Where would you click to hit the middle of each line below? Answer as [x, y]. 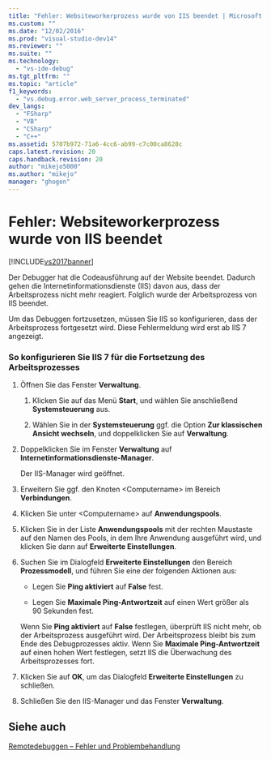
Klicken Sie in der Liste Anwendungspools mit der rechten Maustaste [136, 530]
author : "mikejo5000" [45, 167]
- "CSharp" [34, 129]
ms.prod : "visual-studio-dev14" [63, 39]
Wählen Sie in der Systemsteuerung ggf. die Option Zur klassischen [147, 425]
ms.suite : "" [30, 54]
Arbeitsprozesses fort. [57, 661]
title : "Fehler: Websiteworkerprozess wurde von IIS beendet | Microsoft [135, 16]
